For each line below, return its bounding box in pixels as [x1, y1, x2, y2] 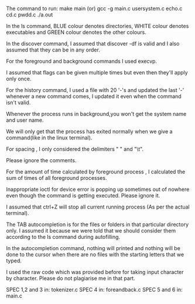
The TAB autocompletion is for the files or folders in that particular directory [6, 221, 189, 228]
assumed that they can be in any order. [6, 46, 101, 53]
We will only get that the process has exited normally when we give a [6, 128, 173, 135]
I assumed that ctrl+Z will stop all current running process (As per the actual [6, 203, 190, 210]
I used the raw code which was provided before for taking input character [6, 269, 184, 275]
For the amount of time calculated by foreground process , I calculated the [6, 168, 186, 175]
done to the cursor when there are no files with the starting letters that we [6, 251, 184, 258]
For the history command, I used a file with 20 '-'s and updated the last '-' [6, 87, 184, 93]
